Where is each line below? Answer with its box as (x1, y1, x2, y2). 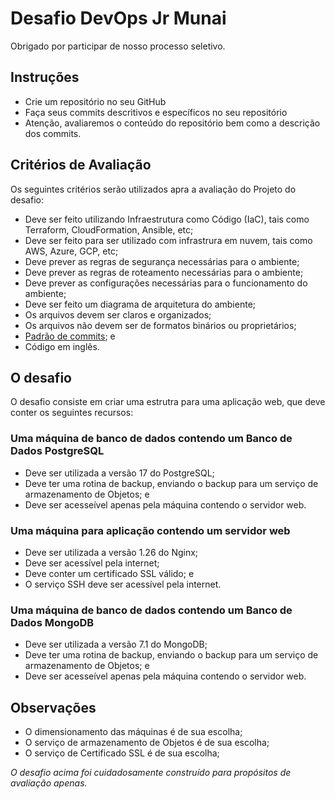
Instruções (10, 69, 80, 86)
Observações (10, 699, 97, 716)
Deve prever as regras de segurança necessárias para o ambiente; (24, 255, 300, 267)
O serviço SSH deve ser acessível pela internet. (24, 578, 222, 590)
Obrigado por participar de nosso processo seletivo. (10, 40, 226, 52)
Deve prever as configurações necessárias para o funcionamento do (24, 277, 308, 289)
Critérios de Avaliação (10, 157, 152, 174)
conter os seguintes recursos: (10, 407, 134, 419)
